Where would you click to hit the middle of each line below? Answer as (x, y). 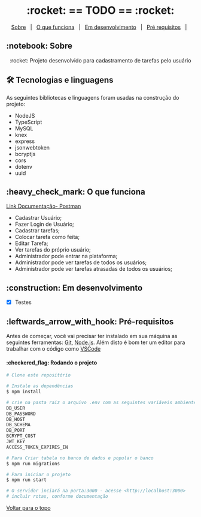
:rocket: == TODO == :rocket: (100, 11)
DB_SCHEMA (19, 425)
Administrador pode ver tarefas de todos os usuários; (81, 262)
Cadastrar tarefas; (37, 231)
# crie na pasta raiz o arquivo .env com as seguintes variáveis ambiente (101, 402)
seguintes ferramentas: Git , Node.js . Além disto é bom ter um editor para (96, 342)
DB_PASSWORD (21, 414)
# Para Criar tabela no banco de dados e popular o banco (80, 458)
